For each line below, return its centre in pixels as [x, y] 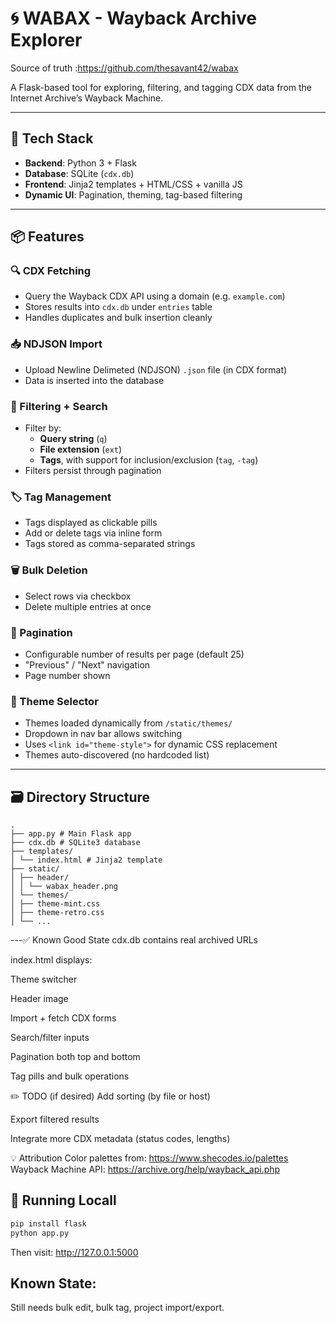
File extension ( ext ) [81, 449]
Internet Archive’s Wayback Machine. [87, 98]
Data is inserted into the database [94, 380]
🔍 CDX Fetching [51, 271]
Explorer [46, 40]
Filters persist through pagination [93, 471]
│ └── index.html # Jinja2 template [86, 860]
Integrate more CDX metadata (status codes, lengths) [120, 1139]
